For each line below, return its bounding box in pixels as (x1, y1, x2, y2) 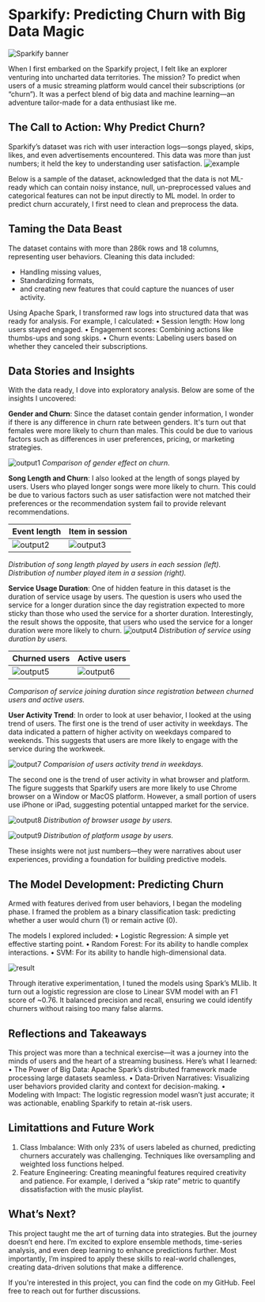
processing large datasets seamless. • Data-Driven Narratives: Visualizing (8, 1073, 250, 1082)
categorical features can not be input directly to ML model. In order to (8, 190, 236, 200)
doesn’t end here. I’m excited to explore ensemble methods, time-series (8, 1237, 243, 1246)
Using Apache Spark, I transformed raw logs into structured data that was (8, 308, 249, 317)
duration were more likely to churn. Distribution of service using (8, 626, 252, 635)
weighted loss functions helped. (19, 1159, 124, 1169)
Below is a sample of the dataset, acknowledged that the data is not (8, 174, 229, 183)
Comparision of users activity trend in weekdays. (43, 760, 204, 769)
